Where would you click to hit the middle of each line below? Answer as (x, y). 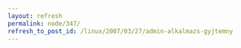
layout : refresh (35, 16)
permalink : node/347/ (44, 24)
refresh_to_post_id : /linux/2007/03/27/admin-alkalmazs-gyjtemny (120, 31)
